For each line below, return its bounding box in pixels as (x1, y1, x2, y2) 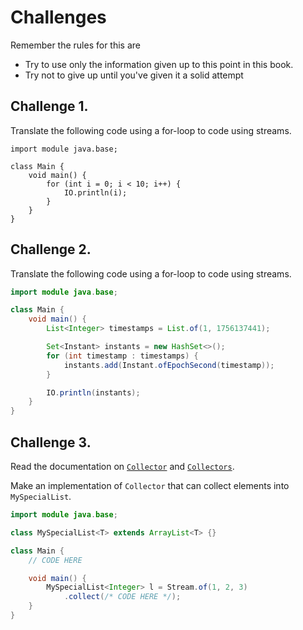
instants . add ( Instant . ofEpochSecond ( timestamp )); (63, 360, 275, 370)
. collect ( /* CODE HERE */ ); (63, 592, 182, 602)
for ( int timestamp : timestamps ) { (46, 351, 199, 361)
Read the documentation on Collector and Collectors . (10, 461, 235, 472)
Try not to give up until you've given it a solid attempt (24, 69, 244, 81)
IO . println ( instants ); (46, 387, 141, 398)
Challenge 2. (10, 241, 92, 258)
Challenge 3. (10, 434, 92, 451)
